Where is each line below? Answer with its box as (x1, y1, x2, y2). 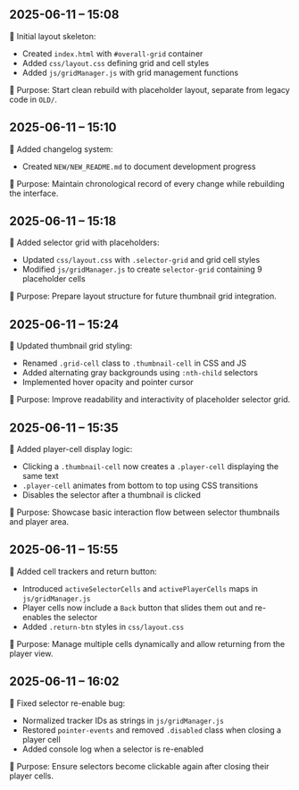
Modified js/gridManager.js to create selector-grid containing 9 (21, 264, 262, 275)
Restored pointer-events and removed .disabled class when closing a (21, 724, 282, 735)
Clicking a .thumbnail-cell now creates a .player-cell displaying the (21, 461, 279, 472)
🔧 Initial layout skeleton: (9, 30, 96, 41)
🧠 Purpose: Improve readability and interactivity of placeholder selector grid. (9, 394, 291, 405)
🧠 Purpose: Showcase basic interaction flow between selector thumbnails (9, 507, 280, 517)
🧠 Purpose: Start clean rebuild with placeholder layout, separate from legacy (9, 84, 290, 95)
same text (21, 471, 60, 482)
